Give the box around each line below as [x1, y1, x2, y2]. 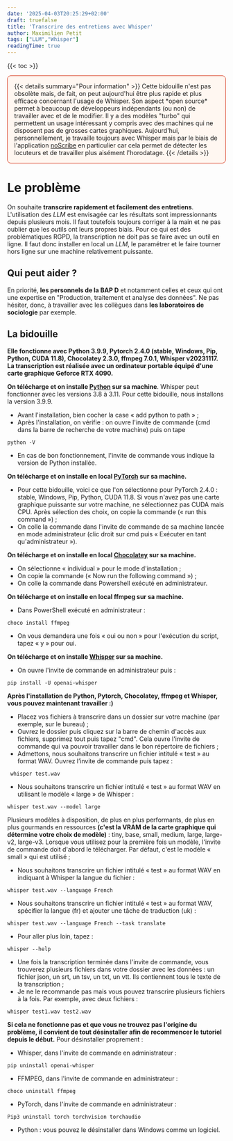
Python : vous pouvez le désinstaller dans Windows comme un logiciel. [17, 1125, 221, 1134]
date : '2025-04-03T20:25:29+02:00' [7, 10, 110, 17]
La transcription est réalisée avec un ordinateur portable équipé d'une [7, 361, 214, 369]
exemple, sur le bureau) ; [17, 719, 89, 728]
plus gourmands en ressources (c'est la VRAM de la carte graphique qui [7, 822, 216, 831]
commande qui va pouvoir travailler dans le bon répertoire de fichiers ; [17, 742, 219, 750]
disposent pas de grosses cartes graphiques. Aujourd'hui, [14, 127, 180, 134]
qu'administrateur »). [17, 537, 78, 545]
